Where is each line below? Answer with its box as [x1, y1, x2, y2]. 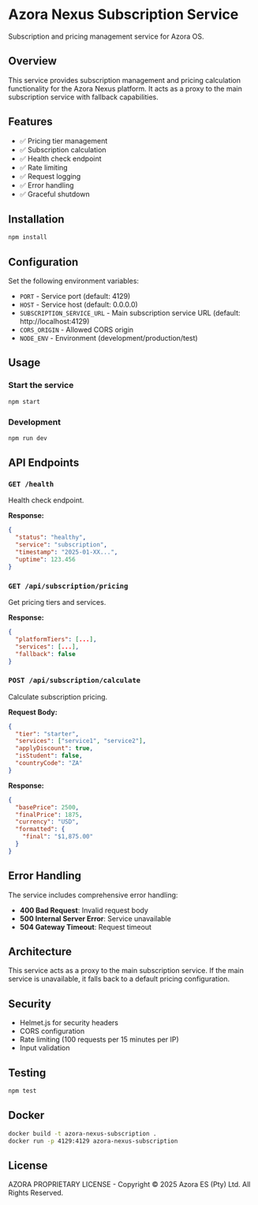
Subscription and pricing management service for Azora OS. [8, 32, 204, 41]
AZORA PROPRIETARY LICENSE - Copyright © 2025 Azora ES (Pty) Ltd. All [8, 1180, 251, 1189]
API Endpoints [8, 456, 80, 470]
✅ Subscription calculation [19, 144, 107, 155]
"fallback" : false [15, 650, 77, 658]
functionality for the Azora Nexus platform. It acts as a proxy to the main [8, 84, 243, 93]
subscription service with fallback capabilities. [8, 92, 159, 102]
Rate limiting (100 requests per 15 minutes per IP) [19, 1035, 179, 1044]
